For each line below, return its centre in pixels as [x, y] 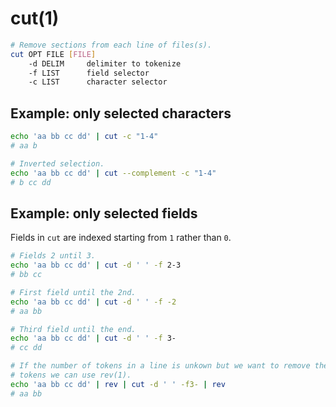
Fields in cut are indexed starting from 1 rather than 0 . [121, 238]
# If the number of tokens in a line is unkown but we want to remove [160, 366]
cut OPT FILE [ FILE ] [53, 54]
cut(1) [35, 18]
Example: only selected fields [104, 213]
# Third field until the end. [73, 329]
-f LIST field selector [89, 73]
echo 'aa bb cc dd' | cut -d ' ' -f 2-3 [96, 265]
